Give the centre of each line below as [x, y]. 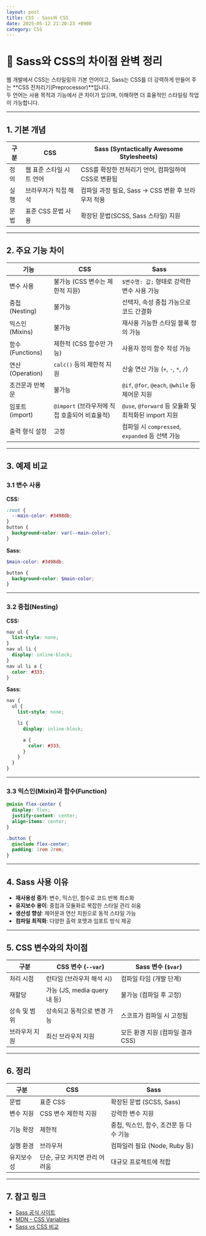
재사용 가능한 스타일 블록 [155, 323]
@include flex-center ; [41, 844]
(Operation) [26, 373]
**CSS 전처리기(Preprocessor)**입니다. [61, 87]
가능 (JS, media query [77, 990]
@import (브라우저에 [81, 406]
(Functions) [26, 352]
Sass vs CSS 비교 [37, 1227]
